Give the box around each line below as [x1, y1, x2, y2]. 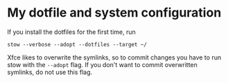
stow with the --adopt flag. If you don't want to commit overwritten [7, 60, 198, 68]
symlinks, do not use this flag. [7, 68, 93, 76]
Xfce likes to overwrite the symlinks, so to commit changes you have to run [7, 53, 222, 62]
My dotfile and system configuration [7, 5, 222, 21]
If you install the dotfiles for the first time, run [7, 28, 137, 36]
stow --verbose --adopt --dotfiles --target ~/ [7, 41, 148, 48]
